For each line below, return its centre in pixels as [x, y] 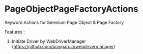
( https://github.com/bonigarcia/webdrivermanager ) [64, 46]
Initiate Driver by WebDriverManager [49, 41]
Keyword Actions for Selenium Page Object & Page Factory [64, 22]
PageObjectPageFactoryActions [71, 9]
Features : [15, 32]
